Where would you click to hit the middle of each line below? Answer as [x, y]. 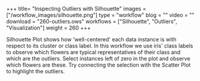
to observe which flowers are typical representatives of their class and [93, 52]
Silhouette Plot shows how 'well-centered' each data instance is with [91, 39]
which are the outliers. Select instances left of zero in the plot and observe [98, 58]
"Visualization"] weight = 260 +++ [49, 28]
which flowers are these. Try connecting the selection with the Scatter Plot [98, 65]
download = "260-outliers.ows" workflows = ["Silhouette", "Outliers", [92, 21]
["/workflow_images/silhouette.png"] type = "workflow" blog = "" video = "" [100, 15]
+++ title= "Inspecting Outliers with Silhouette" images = [76, 9]
